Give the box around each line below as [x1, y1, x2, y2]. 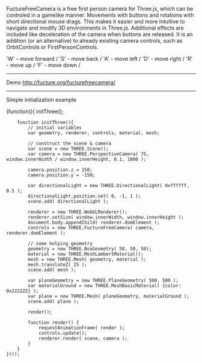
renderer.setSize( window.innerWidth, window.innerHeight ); [28, 214, 185, 220]
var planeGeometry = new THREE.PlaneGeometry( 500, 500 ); [28, 278, 179, 284]
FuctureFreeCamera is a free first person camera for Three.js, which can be [6, 5, 194, 12]
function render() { [28, 320, 79, 326]
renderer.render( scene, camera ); [38, 335, 128, 341]
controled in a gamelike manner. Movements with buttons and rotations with [6, 11, 194, 19]
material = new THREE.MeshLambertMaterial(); [28, 251, 144, 257]
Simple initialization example [6, 96, 77, 103]
